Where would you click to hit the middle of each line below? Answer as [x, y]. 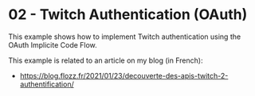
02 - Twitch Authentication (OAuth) [128, 15]
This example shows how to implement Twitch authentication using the [125, 36]
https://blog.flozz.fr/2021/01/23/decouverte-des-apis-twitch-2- [124, 75]
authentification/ [47, 84]
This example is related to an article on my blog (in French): [106, 60]
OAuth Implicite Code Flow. [53, 44]
